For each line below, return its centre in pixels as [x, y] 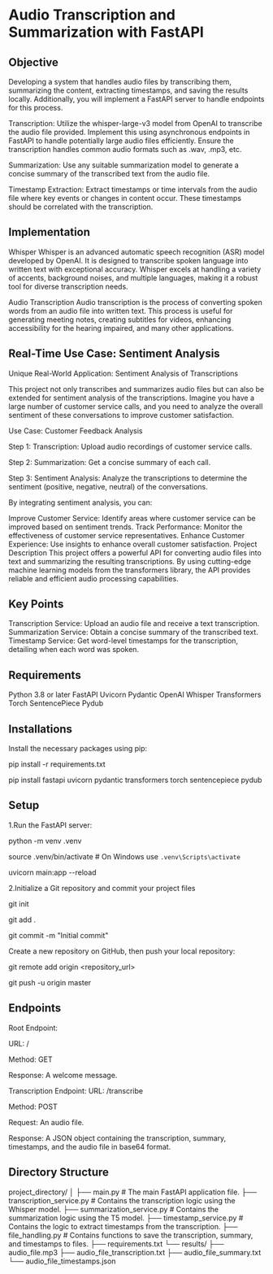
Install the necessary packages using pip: [78, 749]
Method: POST [33, 1107]
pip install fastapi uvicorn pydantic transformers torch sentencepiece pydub [135, 780]
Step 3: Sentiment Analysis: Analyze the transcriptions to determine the [128, 478]
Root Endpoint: [33, 1028]
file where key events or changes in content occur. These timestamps [125, 198]
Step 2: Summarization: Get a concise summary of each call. [110, 462]
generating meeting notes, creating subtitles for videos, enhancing [120, 320]
